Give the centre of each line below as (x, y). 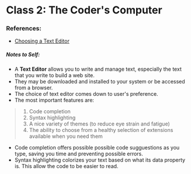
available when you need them (66, 136)
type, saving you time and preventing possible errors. (79, 154)
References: (24, 29)
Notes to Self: (23, 55)
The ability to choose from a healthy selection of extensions (101, 130)
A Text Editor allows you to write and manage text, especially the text (98, 69)
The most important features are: (54, 100)
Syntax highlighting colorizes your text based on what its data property (100, 160)
